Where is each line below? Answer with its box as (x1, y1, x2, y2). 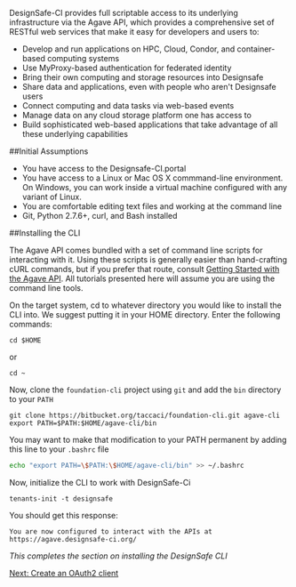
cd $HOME (9, 336, 42, 345)
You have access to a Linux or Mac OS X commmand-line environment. (21, 173, 284, 183)
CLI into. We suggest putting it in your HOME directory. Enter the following (9, 310, 281, 319)
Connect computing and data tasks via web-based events (21, 101, 235, 110)
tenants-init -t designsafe (9, 494, 114, 503)
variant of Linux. (21, 191, 82, 202)
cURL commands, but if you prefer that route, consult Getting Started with (9, 264, 280, 274)
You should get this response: (9, 510, 118, 520)
